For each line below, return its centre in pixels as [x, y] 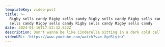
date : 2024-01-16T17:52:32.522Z [38, 28]
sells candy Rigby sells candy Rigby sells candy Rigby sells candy [81, 23]
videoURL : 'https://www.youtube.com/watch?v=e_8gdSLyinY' [66, 37]
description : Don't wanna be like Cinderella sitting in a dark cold [78, 32]
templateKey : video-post [30, 10]
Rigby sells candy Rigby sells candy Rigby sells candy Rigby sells [81, 19]
